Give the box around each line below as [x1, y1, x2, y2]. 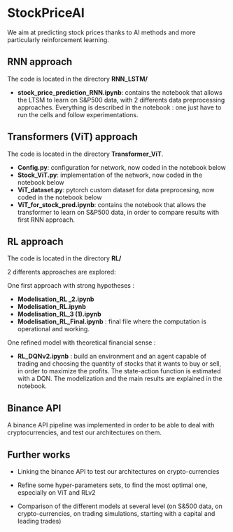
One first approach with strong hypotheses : [7, 281, 135, 290]
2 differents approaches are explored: [7, 268, 117, 277]
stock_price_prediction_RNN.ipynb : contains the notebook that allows [17, 88, 223, 96]
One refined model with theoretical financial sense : [7, 338, 156, 347]
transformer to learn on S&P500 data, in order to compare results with [17, 208, 219, 216]
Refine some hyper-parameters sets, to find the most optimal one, [17, 481, 208, 489]
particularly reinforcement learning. [7, 35, 110, 44]
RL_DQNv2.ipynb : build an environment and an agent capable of [17, 352, 206, 361]
